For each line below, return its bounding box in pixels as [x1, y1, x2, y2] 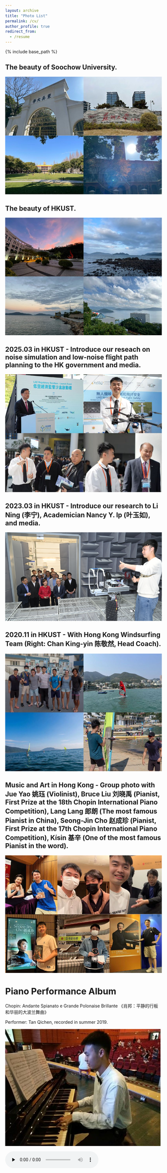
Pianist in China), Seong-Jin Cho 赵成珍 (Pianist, [5, 816, 157, 825]
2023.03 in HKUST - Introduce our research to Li [5, 501, 158, 510]
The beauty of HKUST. [5, 204, 76, 213]
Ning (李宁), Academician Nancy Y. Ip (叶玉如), [5, 510, 151, 519]
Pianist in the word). [5, 842, 69, 850]
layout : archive [5, 8, 39, 13]
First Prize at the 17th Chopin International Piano [5, 825, 158, 833]
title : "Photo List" [5, 13, 48, 18]
